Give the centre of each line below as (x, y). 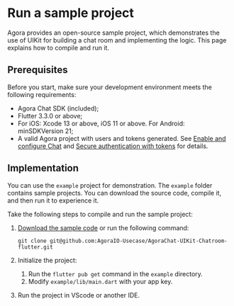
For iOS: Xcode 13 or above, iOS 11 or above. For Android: (101, 123)
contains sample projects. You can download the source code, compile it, (115, 193)
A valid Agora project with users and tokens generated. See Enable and (122, 138)
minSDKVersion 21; (45, 131)
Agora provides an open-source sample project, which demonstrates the (113, 33)
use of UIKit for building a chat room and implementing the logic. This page (117, 40)
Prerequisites (38, 70)
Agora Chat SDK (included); (58, 108)
